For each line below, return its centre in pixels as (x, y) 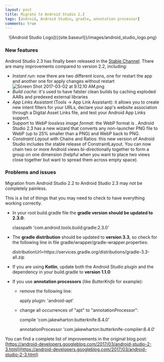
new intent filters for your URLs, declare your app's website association (85, 107)
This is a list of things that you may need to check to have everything (75, 198)
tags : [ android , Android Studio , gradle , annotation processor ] (72, 19)
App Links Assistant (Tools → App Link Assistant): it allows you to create (85, 102)
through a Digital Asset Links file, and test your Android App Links (79, 112)
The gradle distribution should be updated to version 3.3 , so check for (85, 237)
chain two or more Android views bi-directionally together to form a (81, 149)
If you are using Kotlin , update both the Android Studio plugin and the (83, 266)
